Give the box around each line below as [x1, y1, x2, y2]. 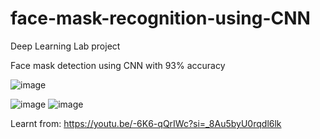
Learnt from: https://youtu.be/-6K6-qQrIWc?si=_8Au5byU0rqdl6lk [10, 117, 282, 129]
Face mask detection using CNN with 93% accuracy [10, 59, 226, 71]
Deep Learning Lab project [10, 40, 121, 52]
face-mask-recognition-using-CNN [10, 7, 311, 30]
